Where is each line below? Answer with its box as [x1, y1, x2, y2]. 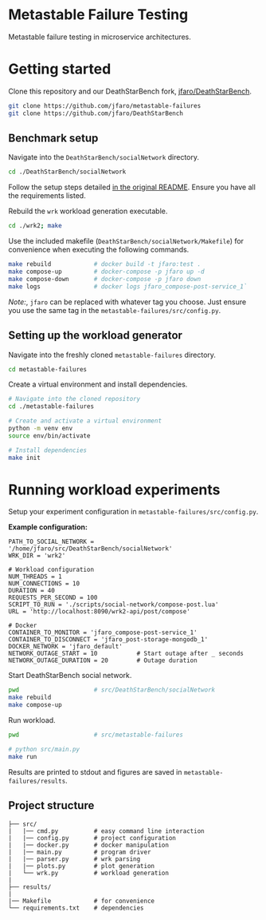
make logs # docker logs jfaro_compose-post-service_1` [8, 282, 248, 291]
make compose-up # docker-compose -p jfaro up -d [8, 268, 205, 276]
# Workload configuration [8, 565, 94, 574]
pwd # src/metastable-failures [8, 731, 183, 740]
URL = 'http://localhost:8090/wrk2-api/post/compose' [8, 608, 191, 616]
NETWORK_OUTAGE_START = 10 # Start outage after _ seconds [8, 649, 244, 658]
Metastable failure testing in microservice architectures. [8, 32, 191, 42]
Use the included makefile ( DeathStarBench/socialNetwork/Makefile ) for [8, 236, 244, 246]
